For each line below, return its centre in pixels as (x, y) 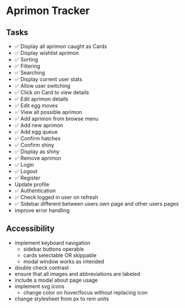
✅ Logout (26, 171)
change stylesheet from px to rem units (62, 299)
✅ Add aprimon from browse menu (56, 119)
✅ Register (27, 178)
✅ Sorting (26, 59)
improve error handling (42, 210)
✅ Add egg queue (36, 132)
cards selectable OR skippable (60, 255)
